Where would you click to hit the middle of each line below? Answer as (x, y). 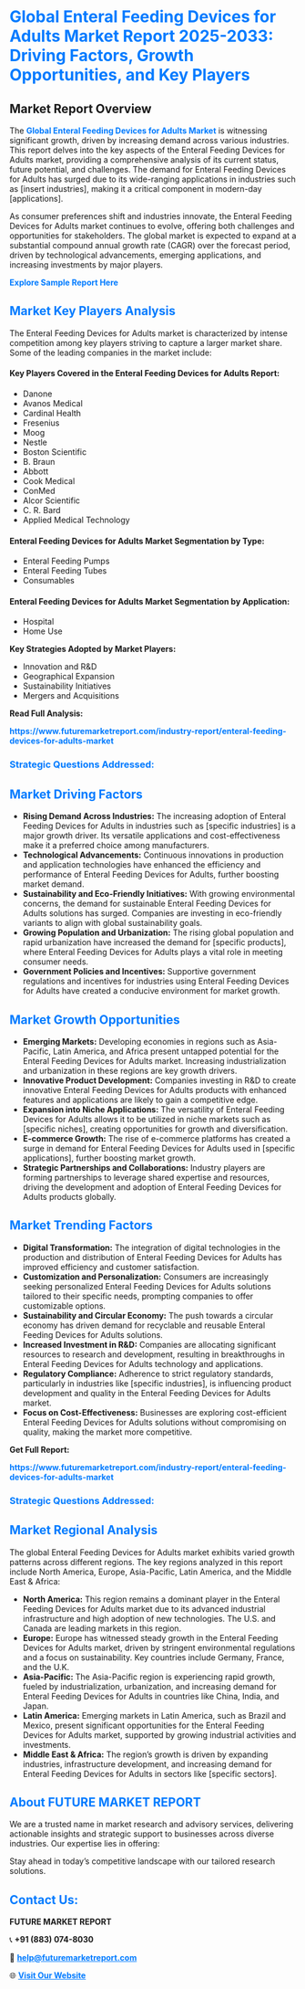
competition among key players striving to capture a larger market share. (146, 342)
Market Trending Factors (81, 1226)
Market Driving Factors (76, 794)
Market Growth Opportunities (95, 1020)
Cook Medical (49, 481)
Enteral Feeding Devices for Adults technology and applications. (143, 1363)
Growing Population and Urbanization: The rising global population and (158, 932)
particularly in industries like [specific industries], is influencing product (157, 1383)
